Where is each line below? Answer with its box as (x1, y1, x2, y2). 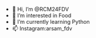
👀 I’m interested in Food (12, 12, 72, 19)
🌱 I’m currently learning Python (12, 18, 90, 25)
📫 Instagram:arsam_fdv (12, 25, 73, 32)
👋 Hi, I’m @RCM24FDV (12, 6, 69, 12)
